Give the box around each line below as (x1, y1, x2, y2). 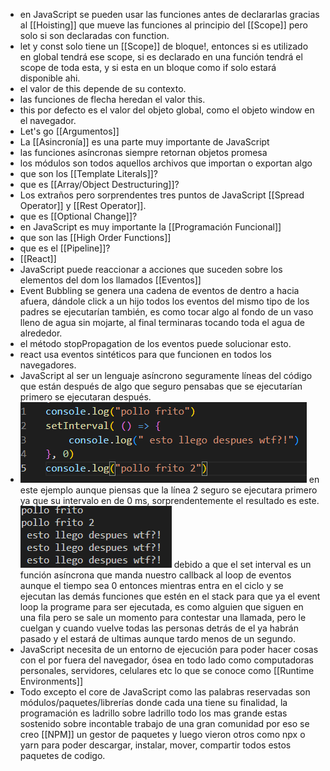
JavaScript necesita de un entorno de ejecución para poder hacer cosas (19, 644, 319, 655)
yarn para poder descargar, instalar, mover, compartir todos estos (19, 739, 292, 751)
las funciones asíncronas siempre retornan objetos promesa (19, 147, 268, 158)
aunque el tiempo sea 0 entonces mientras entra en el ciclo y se (19, 580, 284, 591)
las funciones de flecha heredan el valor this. (19, 94, 206, 105)
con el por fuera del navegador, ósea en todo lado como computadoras (19, 654, 314, 666)
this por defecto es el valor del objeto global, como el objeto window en (19, 104, 315, 116)
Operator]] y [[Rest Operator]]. (19, 200, 147, 211)
